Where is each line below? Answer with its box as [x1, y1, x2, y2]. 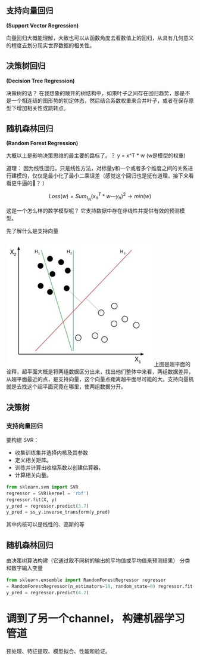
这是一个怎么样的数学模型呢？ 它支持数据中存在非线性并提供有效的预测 [6, 207, 180, 214]
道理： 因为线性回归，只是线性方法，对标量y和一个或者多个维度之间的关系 [6, 165, 188, 172]
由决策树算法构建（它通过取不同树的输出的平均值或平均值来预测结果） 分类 [6, 557, 190, 564]
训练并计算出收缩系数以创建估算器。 [14, 463, 104, 471]
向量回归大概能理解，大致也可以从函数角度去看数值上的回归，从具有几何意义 [6, 34, 194, 41]
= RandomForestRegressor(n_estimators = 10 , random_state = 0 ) [6, 583, 156, 590]
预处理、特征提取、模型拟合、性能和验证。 [6, 647, 111, 655]
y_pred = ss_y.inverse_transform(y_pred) [6, 509, 111, 515]
